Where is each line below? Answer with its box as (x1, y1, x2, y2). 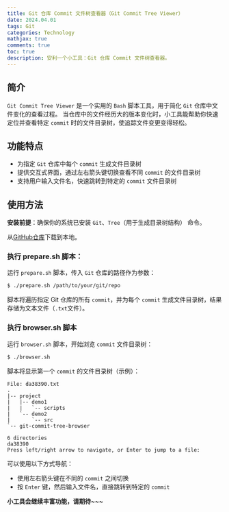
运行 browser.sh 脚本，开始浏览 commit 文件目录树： (7, 340, 153, 348)
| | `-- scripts (7, 404, 66, 411)
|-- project (7, 392, 41, 400)
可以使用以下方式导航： (7, 459, 73, 467)
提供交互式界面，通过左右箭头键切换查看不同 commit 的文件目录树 (16, 169, 201, 177)
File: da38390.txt (7, 380, 59, 387)
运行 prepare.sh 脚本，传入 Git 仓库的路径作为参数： (7, 269, 156, 277)
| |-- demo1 (7, 398, 48, 405)
